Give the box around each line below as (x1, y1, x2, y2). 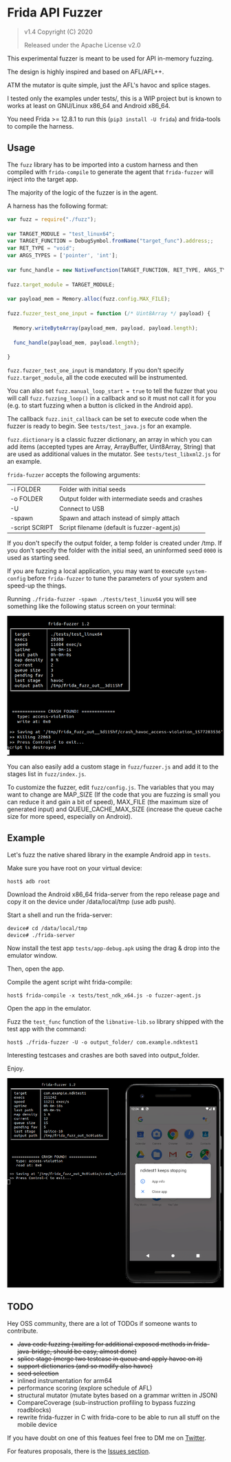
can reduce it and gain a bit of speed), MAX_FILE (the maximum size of (7, 798, 208, 806)
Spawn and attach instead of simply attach (59, 514, 180, 522)
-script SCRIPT (10, 524, 54, 531)
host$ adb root (7, 878, 51, 885)
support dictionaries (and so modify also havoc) (16, 1362, 153, 1370)
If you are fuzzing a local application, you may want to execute (7, 566, 184, 575)
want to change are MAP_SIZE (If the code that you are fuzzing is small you (7, 791, 221, 799)
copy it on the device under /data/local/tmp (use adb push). (7, 897, 177, 905)
